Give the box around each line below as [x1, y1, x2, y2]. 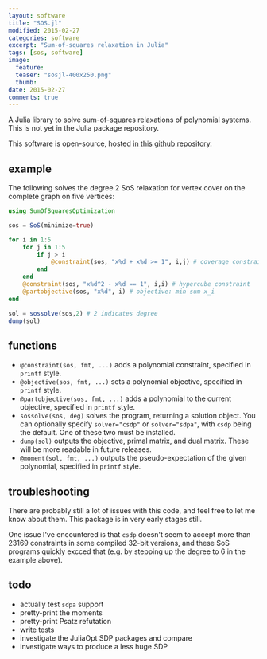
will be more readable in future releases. [19, 445, 153, 454]
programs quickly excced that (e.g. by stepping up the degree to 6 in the [8, 547, 246, 556]
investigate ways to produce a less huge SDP [19, 641, 168, 651]
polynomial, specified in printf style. [19, 461, 141, 471]
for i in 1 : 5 [8, 236, 52, 244]
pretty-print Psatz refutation [19, 616, 112, 626]
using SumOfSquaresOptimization [8, 207, 115, 215]
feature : [15, 64, 44, 72]
